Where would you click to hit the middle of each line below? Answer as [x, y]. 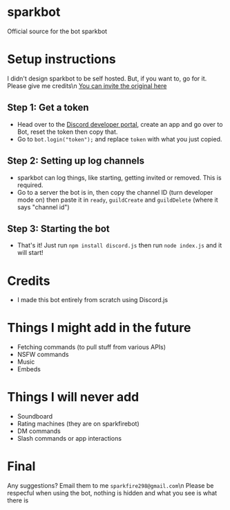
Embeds [29, 369]
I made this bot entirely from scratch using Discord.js [92, 300]
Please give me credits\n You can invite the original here [87, 86]
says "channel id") [44, 207]
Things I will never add [73, 397]
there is [18, 500]
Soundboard [35, 416]
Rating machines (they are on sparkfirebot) [78, 424]
